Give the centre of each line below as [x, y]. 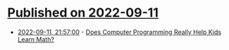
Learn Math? [36, 39]
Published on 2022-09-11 [83, 13]
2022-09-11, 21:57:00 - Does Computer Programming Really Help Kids [119, 32]
